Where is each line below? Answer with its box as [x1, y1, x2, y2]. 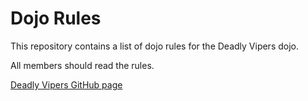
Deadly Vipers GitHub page [10, 78, 123, 91]
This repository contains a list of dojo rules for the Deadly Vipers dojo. [10, 40, 299, 52]
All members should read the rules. [10, 59, 155, 71]
